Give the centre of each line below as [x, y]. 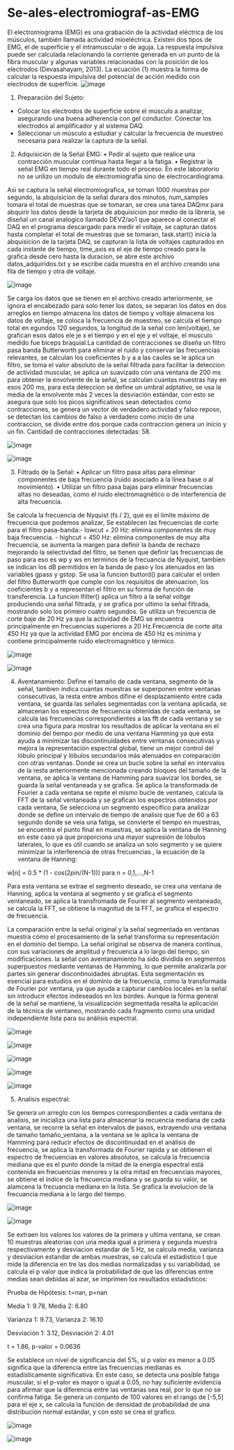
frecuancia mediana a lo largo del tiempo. [67, 1194]
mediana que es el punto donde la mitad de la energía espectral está [106, 1164]
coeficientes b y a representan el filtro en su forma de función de [100, 589]
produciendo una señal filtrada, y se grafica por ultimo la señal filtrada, [109, 603]
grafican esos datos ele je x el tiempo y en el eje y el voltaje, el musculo [110, 335]
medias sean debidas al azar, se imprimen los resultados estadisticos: [107, 1279]
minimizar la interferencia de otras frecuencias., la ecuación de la [111, 851]
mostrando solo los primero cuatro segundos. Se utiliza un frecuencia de [111, 611]
